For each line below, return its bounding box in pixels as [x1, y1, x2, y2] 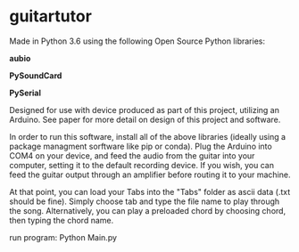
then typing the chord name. [9, 215, 114, 225]
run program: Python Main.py [9, 232, 118, 242]
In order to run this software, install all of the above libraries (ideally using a [9, 131, 287, 142]
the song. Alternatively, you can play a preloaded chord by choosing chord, [9, 205, 287, 215]
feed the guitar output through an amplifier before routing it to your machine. [9, 169, 291, 180]
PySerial [9, 87, 42, 98]
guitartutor [9, 6, 92, 27]
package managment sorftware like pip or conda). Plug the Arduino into [9, 141, 272, 151]
